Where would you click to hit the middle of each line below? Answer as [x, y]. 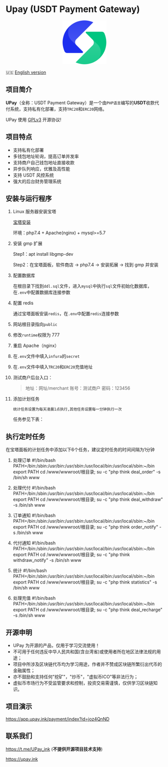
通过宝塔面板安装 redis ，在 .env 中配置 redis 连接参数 [66, 314]
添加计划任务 [26, 399]
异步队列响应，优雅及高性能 [41, 168]
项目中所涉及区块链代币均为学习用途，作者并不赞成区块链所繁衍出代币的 [87, 664]
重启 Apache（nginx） [36, 346]
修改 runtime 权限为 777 [36, 335]
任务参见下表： [28, 419]
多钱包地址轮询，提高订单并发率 [46, 156]
